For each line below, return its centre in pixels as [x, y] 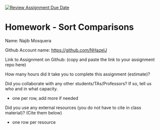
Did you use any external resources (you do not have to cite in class [73, 108]
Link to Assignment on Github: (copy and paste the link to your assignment [80, 59]
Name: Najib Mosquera [28, 40]
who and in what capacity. [31, 89]
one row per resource [34, 122]
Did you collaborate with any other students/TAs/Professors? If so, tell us [78, 83]
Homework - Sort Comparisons [70, 27]
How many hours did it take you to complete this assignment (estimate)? [78, 74]
